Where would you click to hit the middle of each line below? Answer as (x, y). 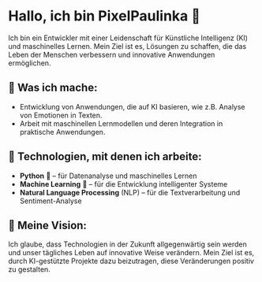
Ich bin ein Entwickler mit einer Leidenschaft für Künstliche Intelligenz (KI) (128, 38)
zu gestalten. (30, 269)
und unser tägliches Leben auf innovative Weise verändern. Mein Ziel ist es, (131, 253)
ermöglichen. (30, 63)
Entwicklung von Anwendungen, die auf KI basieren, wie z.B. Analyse (133, 106)
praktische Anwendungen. (62, 132)
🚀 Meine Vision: (47, 225)
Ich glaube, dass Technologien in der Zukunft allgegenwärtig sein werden (127, 244)
